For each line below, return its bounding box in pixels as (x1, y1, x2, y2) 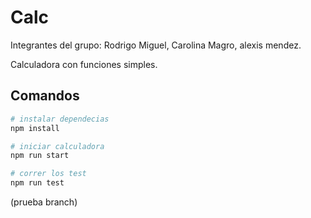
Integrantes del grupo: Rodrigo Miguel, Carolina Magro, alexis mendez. (10, 39, 302, 51)
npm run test (10, 178, 65, 188)
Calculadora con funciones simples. (10, 58, 158, 70)
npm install (10, 123, 60, 133)
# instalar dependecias (10, 114, 110, 124)
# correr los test (10, 169, 87, 179)
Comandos (10, 87, 80, 105)
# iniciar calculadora (10, 141, 105, 151)
